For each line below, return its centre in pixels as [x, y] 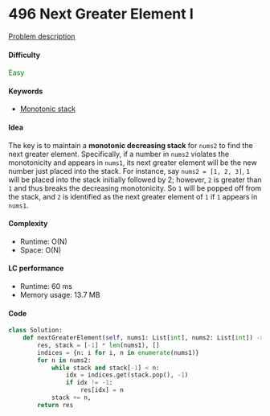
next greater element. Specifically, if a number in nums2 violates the [119, 154]
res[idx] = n [102, 390]
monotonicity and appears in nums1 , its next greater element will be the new [133, 163]
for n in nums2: [64, 360]
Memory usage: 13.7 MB [60, 294]
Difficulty [25, 55]
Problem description [42, 36]
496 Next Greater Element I [101, 14]
